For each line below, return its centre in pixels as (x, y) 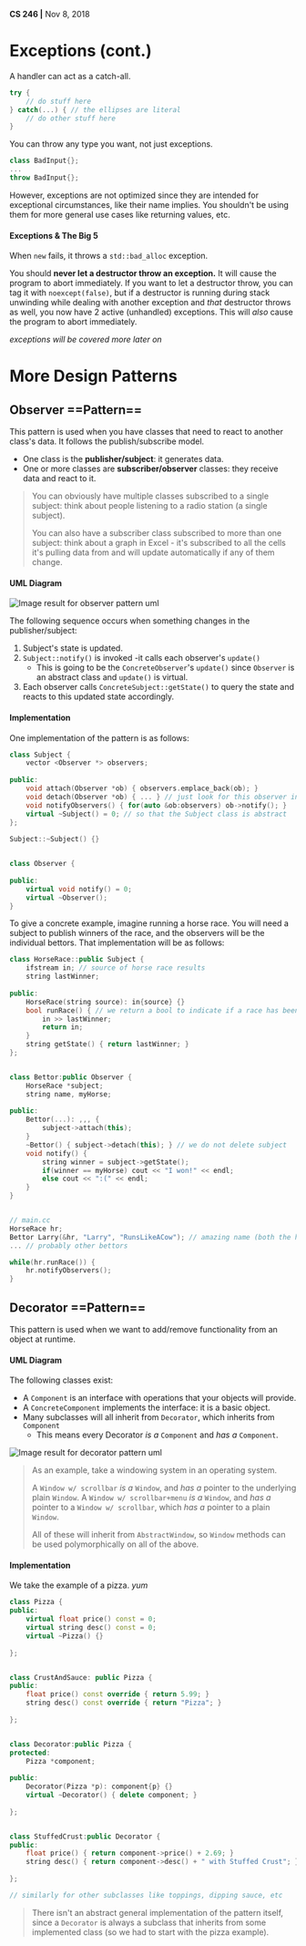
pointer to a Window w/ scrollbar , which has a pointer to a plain (151, 1508)
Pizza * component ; (61, 1761)
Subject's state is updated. (72, 648)
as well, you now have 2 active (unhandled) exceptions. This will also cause (151, 312)
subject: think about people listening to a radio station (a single (149, 506)
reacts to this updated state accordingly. (98, 696)
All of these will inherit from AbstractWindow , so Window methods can (158, 1535)
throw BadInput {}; (44, 178)
